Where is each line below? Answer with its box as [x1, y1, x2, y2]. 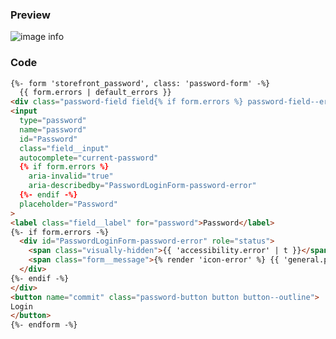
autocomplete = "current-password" [19, 153, 159, 163]
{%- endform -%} [10, 320, 78, 330]
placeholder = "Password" [19, 199, 118, 209]
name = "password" [19, 124, 87, 135]
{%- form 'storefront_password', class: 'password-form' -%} [10, 78, 271, 88]
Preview [10, 8, 51, 22]
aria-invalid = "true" [28, 171, 114, 182]
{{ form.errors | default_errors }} [19, 88, 172, 98]
